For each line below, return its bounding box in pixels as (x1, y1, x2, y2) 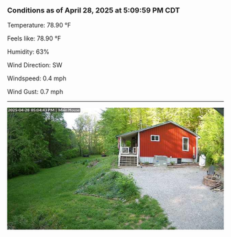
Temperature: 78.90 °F (7, 21, 71, 30)
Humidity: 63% (7, 47, 50, 56)
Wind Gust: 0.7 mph (7, 88, 63, 96)
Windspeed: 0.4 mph (7, 74, 67, 82)
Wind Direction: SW (7, 61, 63, 69)
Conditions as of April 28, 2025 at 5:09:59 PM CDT (7, 5, 180, 15)
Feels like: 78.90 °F (7, 34, 62, 43)
